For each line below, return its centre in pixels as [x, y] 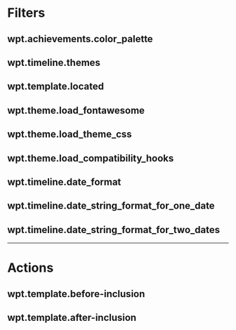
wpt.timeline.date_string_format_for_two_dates [113, 230]
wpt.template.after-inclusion [72, 318]
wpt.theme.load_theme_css [70, 134]
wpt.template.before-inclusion [76, 294]
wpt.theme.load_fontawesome [76, 110]
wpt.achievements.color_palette [80, 39]
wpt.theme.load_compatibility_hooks [91, 158]
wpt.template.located [55, 87]
